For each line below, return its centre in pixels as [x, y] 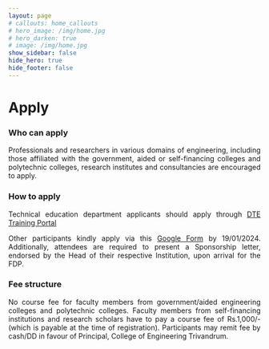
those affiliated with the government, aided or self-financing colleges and [134, 159]
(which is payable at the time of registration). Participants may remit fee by [134, 327]
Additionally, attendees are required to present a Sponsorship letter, [134, 246]
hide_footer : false [41, 68]
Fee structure [35, 284]
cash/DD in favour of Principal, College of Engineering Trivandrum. [118, 336]
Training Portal [32, 222]
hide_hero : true [35, 61]
